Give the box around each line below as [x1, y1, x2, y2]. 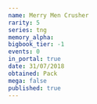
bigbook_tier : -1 [8, 41, 65, 48]
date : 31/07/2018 [8, 63, 65, 70]
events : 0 [8, 48, 41, 56]
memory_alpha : [8, 33, 55, 41]
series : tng [8, 26, 47, 34]
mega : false [8, 77, 47, 84]
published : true [8, 84, 61, 92]
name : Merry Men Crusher [8, 11, 89, 20]
